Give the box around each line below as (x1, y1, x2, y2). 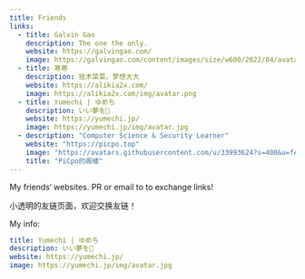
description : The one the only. (25, 38, 148, 48)
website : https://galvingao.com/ (25, 47, 152, 56)
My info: (9, 218, 41, 229)
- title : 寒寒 (17, 64, 68, 73)
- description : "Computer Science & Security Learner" (17, 131, 230, 140)
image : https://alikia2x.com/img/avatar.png (25, 89, 197, 98)
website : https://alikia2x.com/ (25, 81, 148, 90)
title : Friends (9, 13, 67, 23)
